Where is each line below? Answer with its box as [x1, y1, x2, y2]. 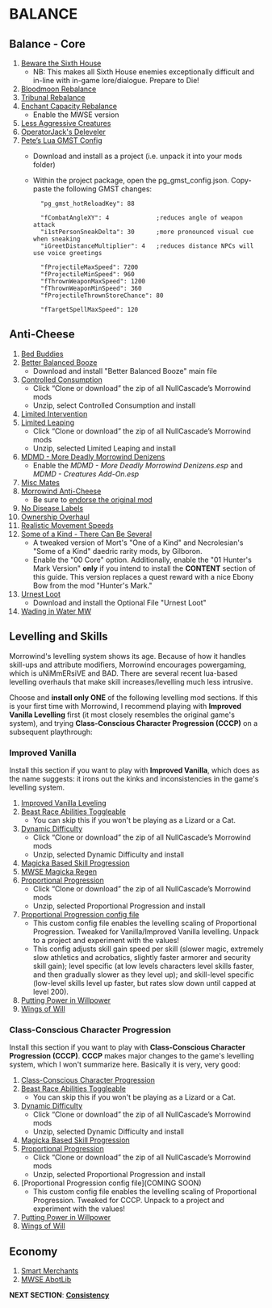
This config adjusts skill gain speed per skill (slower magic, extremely [32, 944, 264, 954]
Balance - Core [9, 37, 86, 51]
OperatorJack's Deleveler [20, 127, 106, 136]
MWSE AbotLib [20, 1275, 72, 1285]
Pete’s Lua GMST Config [20, 136, 103, 145]
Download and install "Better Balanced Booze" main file [32, 366, 217, 375]
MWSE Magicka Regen [20, 866, 98, 876]
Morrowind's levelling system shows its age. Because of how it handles [9, 651, 246, 660]
